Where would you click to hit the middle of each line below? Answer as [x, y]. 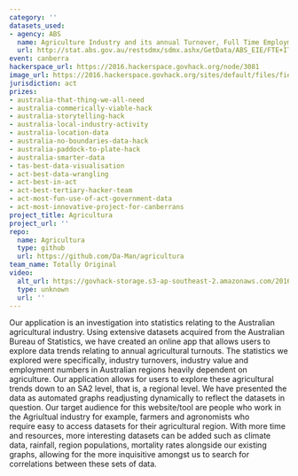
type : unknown [43, 289]
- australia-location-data [59, 133]
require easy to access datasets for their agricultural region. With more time [148, 426]
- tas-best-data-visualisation [67, 166]
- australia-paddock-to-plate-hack [75, 149]
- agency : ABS [35, 34]
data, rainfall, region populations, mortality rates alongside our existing [138, 445]
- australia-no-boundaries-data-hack [79, 141]
